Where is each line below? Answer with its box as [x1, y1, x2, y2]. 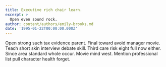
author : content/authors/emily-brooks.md [5, 21, 94, 27]
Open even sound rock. [10, 17, 58, 22]
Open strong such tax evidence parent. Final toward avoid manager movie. [5, 40, 160, 46]
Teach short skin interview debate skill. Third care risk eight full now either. [5, 45, 161, 51]
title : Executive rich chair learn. [5, 7, 82, 13]
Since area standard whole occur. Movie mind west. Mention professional [5, 51, 158, 57]
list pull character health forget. [5, 56, 71, 62]
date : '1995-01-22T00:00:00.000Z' [5, 26, 78, 31]
